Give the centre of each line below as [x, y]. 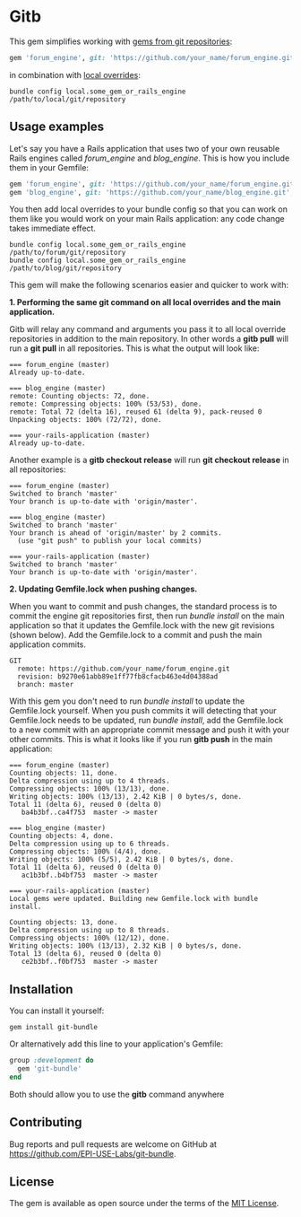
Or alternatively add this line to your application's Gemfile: [116, 1044]
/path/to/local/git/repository [68, 99]
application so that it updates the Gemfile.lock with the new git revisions [142, 626]
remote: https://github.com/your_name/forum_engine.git [124, 669]
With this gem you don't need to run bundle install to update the [127, 701]
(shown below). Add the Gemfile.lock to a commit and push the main [136, 635]
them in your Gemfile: [49, 167]
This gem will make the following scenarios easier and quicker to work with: [149, 285]
